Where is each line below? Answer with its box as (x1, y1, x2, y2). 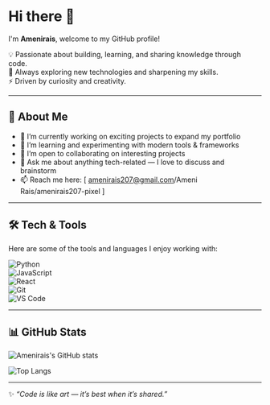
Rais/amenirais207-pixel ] (19, 186, 105, 196)
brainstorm (19, 165, 57, 176)
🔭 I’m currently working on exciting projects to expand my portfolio (19, 131, 241, 141)
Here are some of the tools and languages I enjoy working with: (8, 243, 219, 253)
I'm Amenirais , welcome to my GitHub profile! (8, 34, 161, 43)
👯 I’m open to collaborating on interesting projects (19, 148, 186, 158)
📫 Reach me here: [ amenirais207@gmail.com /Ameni (19, 175, 198, 184)
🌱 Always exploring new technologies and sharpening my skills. (8, 67, 219, 76)
